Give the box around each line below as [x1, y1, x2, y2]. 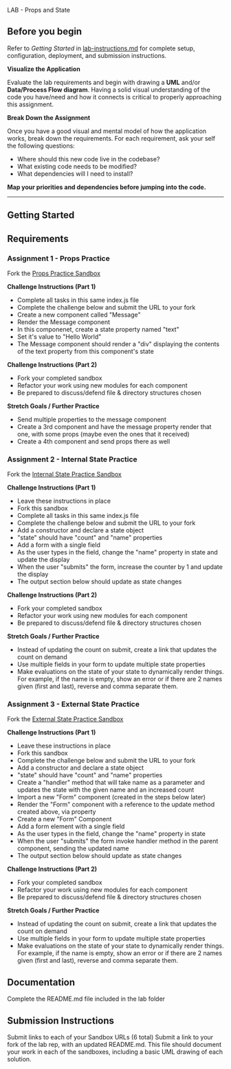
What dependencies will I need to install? [16, 169, 133, 178]
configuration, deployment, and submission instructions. [7, 51, 167, 59]
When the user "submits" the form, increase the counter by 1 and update [16, 563, 223, 571]
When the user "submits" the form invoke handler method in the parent [16, 837, 219, 846]
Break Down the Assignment [7, 113, 91, 121]
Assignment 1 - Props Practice [7, 253, 110, 263]
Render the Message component [16, 317, 110, 326]
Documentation [7, 976, 76, 988]
